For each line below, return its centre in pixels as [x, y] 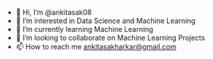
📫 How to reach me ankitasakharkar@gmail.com [96, 47]
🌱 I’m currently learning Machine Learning [84, 29]
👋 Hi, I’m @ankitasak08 [54, 12]
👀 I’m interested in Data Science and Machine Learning [106, 21]
